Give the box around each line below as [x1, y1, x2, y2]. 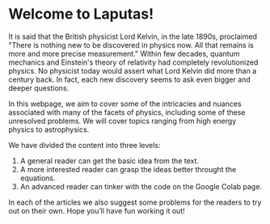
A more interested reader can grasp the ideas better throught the [19, 164, 237, 174]
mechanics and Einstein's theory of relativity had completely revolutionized [8, 57, 259, 67]
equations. [19, 173, 56, 183]
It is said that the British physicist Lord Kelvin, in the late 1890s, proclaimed [8, 32, 257, 41]
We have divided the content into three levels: [8, 140, 161, 150]
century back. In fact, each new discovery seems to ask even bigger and [8, 74, 251, 84]
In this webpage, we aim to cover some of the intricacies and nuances [8, 99, 242, 108]
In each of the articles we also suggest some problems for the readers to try [8, 197, 262, 207]
